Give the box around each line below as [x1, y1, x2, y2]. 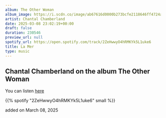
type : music [5, 49, 30, 54]
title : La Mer [5, 44, 35, 49]
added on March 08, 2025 [5, 107, 58, 113]
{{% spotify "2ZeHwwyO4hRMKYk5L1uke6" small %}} [5, 98, 116, 104]
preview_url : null [5, 35, 43, 40]
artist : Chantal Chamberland [5, 16, 65, 21]
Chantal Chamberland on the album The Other [5, 67, 150, 75]
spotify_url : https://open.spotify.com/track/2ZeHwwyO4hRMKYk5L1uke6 [5, 40, 152, 45]
